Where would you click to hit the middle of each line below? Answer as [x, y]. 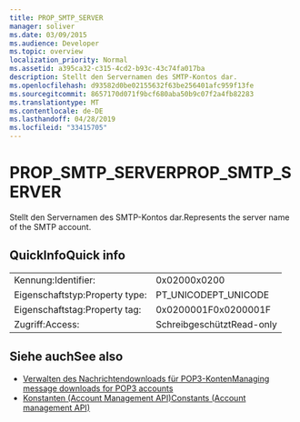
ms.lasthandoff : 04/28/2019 [63, 119]
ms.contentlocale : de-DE [56, 111]
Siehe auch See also [66, 357]
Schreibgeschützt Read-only [216, 324]
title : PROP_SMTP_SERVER [56, 18]
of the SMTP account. [50, 226]
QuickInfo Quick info [67, 256]
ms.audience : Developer [55, 43]
